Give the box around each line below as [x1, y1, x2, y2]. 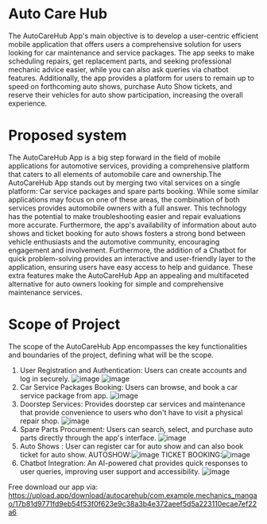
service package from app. [19, 391, 109, 400]
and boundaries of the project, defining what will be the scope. [8, 350, 215, 360]
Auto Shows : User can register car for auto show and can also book [19, 441, 244, 451]
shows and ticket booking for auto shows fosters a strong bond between [8, 228, 246, 238]
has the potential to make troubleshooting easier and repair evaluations [8, 211, 241, 221]
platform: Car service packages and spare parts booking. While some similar [8, 186, 259, 195]
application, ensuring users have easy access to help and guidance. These [8, 262, 253, 272]
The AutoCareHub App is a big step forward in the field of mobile [8, 152, 221, 162]
